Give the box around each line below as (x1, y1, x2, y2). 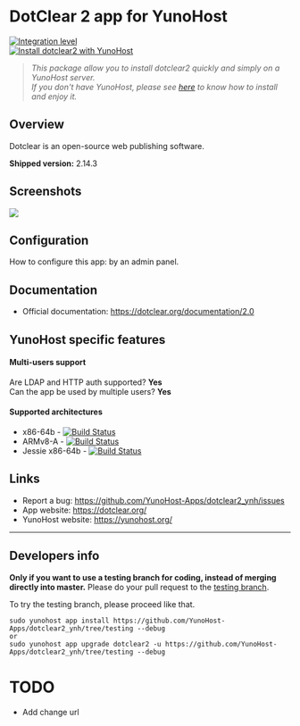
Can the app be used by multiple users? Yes (9, 386, 171, 396)
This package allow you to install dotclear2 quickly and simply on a (30, 63, 280, 73)
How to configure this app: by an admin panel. (9, 256, 179, 267)
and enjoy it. (30, 91, 78, 102)
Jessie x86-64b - (21, 445, 87, 456)
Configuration (9, 232, 89, 247)
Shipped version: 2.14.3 (9, 158, 98, 169)
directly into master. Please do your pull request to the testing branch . (9, 581, 270, 592)
